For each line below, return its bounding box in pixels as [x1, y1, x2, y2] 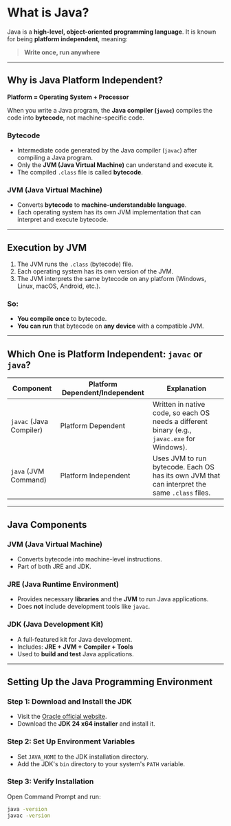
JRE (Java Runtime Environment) [7, 579, 119, 589]
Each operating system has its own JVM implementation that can [16, 208, 201, 216]
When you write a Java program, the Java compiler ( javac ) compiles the [7, 106, 213, 114]
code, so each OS [152, 408, 210, 418]
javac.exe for [152, 434, 196, 444]
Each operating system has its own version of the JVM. [16, 267, 174, 276]
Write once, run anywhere [23, 48, 100, 56]
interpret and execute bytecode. [16, 215, 109, 224]
